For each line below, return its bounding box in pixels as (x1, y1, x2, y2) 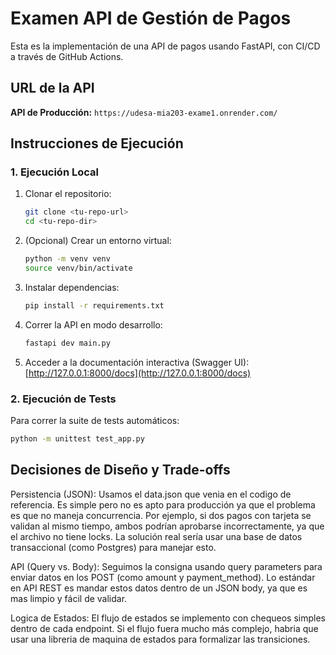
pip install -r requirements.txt (24, 300, 165, 311)
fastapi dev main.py (24, 338, 111, 348)
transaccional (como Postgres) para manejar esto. (10, 541, 217, 553)
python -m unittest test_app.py (10, 433, 145, 444)
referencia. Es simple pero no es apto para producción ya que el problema (10, 498, 316, 511)
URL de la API (10, 80, 95, 97)
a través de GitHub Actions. (10, 50, 124, 62)
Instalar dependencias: (24, 281, 120, 293)
